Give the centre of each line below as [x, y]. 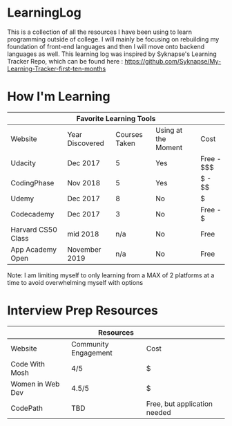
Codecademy [32, 214]
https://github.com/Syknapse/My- [173, 61]
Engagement [92, 353]
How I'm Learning [59, 96]
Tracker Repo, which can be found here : [65, 61]
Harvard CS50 [34, 230]
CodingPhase [32, 183]
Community [90, 344]
